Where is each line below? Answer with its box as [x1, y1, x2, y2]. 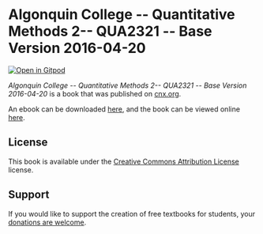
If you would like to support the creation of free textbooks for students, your [8, 209, 255, 218]
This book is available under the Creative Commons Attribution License [8, 157, 239, 166]
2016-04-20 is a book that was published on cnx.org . [8, 89, 182, 98]
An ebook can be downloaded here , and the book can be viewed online [8, 104, 241, 114]
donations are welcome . [8, 217, 87, 227]
